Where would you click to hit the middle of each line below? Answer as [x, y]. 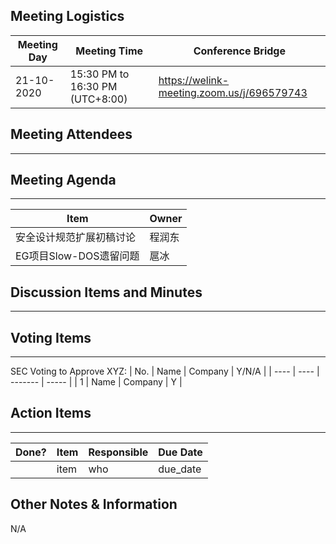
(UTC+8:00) [98, 99]
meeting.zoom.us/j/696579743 [233, 92]
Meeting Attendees [71, 134]
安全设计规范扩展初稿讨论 [76, 237]
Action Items [51, 413]
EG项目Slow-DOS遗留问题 [77, 256]
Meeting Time [109, 51]
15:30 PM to [99, 74]
